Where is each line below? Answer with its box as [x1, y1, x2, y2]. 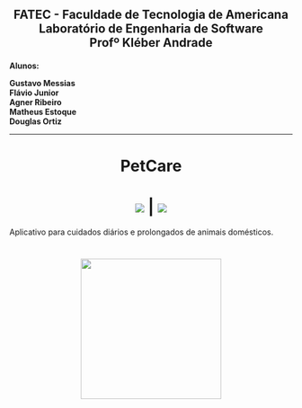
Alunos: [9, 60, 40, 71]
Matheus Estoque [9, 106, 77, 117]
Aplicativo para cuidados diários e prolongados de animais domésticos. [9, 226, 274, 237]
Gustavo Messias [9, 77, 76, 88]
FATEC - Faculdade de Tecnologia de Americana [13, 7, 289, 22]
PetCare [120, 156, 182, 176]
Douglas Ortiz [9, 116, 63, 127]
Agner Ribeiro [9, 96, 62, 107]
